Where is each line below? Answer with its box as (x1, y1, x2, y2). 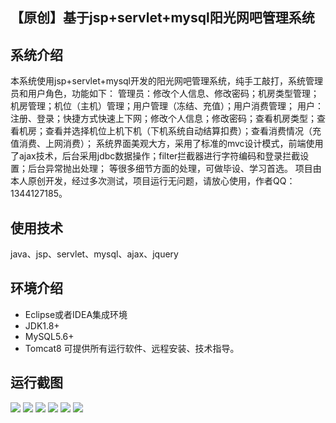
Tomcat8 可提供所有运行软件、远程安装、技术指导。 (24, 342, 240, 354)
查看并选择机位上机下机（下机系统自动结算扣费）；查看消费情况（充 (44, 125, 322, 137)
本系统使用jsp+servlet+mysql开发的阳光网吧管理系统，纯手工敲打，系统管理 (10, 75, 323, 87)
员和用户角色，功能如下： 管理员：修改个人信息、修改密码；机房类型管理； (10, 88, 320, 100)
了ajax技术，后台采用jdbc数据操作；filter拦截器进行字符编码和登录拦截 (10, 150, 301, 162)
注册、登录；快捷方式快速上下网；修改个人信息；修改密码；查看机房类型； (10, 113, 317, 125)
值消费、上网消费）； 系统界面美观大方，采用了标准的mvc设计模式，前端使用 (10, 138, 324, 150)
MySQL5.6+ (24, 330, 75, 342)
